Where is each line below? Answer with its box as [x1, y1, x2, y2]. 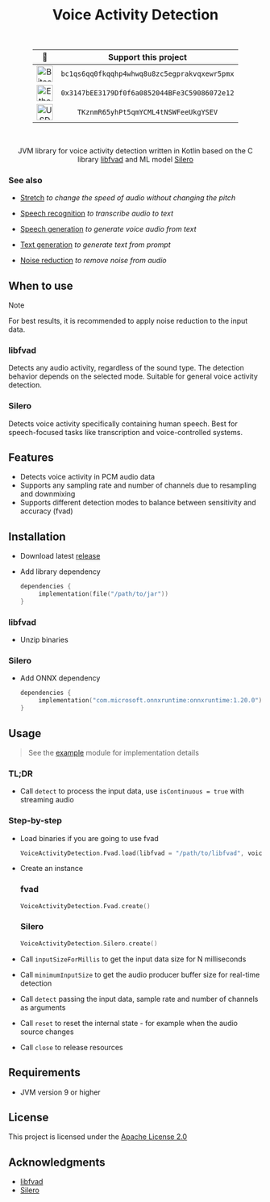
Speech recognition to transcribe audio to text [19, 208, 174, 219]
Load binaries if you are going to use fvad [19, 833, 159, 843]
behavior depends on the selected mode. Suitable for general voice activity [8, 371, 258, 381]
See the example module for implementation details [27, 748, 200, 757]
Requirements [8, 1066, 81, 1079]
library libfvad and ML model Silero [77, 154, 193, 164]
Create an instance [19, 864, 83, 873]
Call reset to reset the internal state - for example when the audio [19, 1018, 238, 1028]
